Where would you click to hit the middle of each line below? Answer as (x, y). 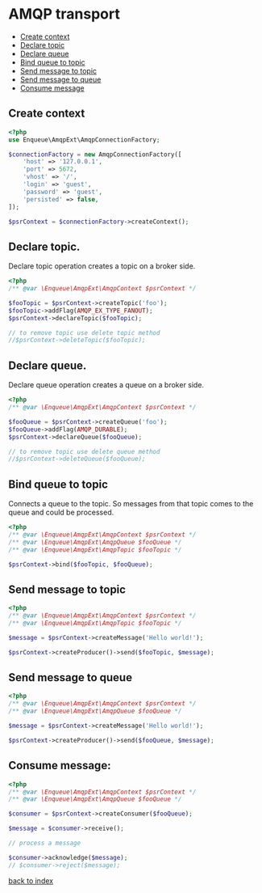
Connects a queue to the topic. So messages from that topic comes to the (131, 504)
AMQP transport (64, 14)
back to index (31, 880)
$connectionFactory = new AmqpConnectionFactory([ (95, 154)
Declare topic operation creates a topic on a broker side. (102, 266)
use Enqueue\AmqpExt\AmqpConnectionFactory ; (84, 140)
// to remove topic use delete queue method (84, 451)
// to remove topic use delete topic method (84, 332)
